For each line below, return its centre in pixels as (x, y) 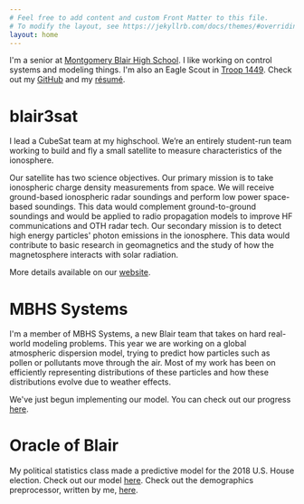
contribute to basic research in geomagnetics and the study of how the (142, 245)
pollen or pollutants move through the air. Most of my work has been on (142, 363)
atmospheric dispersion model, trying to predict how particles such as (140, 353)
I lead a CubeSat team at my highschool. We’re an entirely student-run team (151, 141)
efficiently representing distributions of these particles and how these (139, 373)
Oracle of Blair (64, 446)
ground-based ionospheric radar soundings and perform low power (136, 197)
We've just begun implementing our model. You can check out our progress (150, 400)
